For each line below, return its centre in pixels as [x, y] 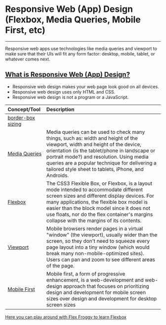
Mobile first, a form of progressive [86, 273]
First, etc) [25, 30]
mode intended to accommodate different [95, 189]
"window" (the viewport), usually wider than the [102, 235]
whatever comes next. [28, 59]
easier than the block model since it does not [98, 208]
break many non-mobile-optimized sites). [95, 253]
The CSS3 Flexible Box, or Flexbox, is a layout [99, 183]
